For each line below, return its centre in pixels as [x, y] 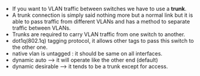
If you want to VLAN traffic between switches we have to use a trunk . [99, 9]
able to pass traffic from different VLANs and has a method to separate [101, 21]
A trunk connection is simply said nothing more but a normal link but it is [102, 15]
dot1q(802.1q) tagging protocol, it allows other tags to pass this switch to [103, 41]
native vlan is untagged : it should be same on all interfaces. [87, 53]
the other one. [30, 47]
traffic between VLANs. [41, 28]
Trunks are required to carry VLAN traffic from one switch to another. [98, 34]
